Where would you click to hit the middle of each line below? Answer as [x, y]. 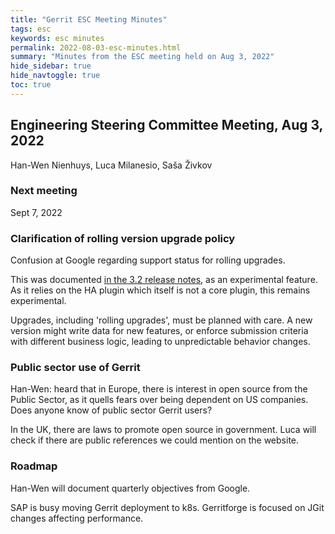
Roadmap [34, 466]
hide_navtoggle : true [55, 76]
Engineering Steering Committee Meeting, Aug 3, [166, 125]
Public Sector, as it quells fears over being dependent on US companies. [159, 400]
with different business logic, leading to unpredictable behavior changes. [160, 342]
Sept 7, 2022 [36, 212]
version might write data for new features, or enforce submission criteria [159, 331]
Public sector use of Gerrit [75, 368]
